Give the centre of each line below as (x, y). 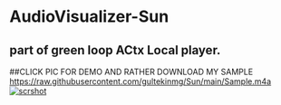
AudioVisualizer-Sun (89, 17)
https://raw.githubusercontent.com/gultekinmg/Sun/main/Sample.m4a (140, 81)
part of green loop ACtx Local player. (115, 50)
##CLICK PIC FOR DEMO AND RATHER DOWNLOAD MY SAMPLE (131, 72)
